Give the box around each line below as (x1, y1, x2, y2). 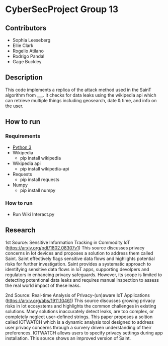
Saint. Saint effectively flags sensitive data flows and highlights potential (5, 255, 155, 262)
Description (5, 73, 43, 82)
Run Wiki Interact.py (12, 211, 55, 217)
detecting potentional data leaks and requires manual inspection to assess (5, 277, 159, 283)
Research (5, 226, 36, 235)
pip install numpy (20, 187, 56, 193)
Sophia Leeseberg (12, 37, 51, 43)
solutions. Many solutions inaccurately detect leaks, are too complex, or (5, 308, 154, 314)
